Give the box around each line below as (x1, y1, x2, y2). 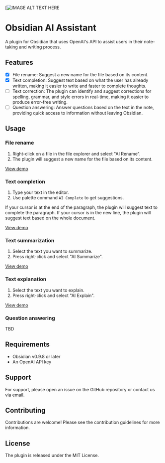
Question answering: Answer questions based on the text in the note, (12, 104, 154, 110)
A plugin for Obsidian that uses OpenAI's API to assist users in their (5, 38, 143, 44)
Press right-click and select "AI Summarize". (12, 254, 103, 260)
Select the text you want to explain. (12, 287, 84, 293)
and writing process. (19, 44, 61, 50)
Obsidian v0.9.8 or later (12, 353, 61, 359)
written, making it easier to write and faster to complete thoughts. (12, 83, 147, 89)
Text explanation (5, 276, 47, 283)
